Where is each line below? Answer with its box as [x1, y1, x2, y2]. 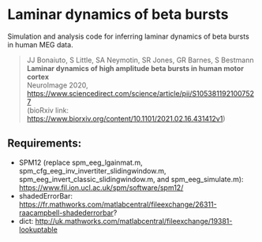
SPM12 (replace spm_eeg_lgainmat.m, [18, 158, 143, 167]
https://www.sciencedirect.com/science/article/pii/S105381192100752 [26, 88, 254, 98]
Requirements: [7, 136, 82, 151]
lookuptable [18, 225, 58, 234]
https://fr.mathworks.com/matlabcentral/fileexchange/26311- [18, 199, 218, 209]
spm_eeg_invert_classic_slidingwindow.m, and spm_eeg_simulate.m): [18, 174, 244, 184]
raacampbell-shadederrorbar [18, 207, 114, 218]
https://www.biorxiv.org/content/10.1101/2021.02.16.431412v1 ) [26, 114, 226, 123]
